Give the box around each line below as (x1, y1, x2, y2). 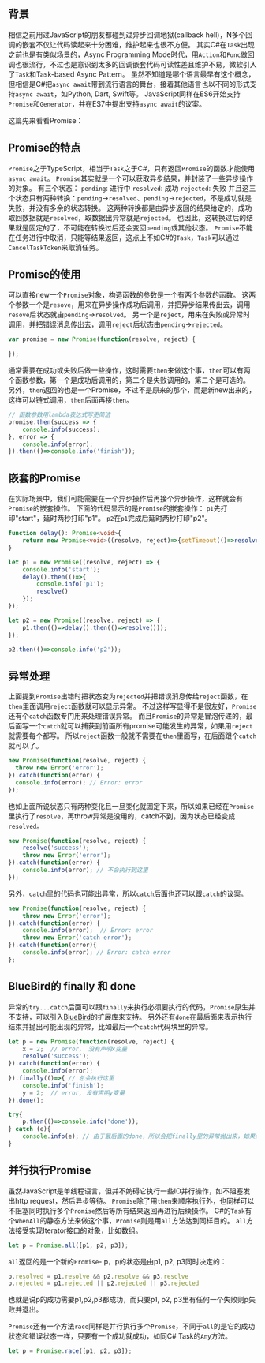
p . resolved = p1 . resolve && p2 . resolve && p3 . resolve (8, 1272, 189, 1280)
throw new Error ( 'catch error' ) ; (22, 934, 132, 942)
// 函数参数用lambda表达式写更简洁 (8, 411, 111, 419)
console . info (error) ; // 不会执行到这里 (22, 867, 148, 874)
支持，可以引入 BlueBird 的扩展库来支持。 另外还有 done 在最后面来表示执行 (14, 1012, 252, 1021)
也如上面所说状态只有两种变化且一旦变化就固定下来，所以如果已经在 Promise (8, 801, 255, 811)
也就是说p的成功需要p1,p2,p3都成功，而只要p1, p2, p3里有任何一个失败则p (8, 1295, 249, 1305)
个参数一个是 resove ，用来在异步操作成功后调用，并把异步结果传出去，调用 (8, 300, 251, 309)
